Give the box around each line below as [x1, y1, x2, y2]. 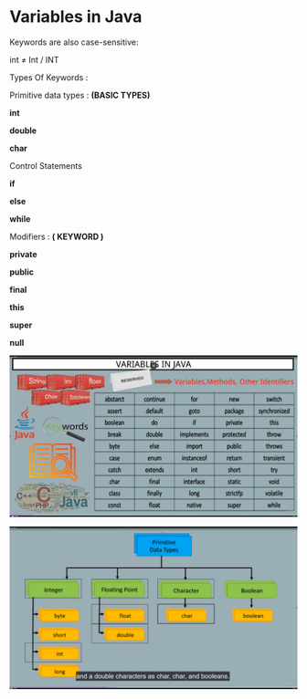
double [9, 125, 37, 136]
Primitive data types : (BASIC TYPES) [9, 89, 151, 100]
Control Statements [9, 160, 82, 171]
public [9, 266, 35, 277]
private [9, 248, 38, 259]
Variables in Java [9, 6, 143, 27]
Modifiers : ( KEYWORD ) [9, 231, 104, 242]
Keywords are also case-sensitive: [9, 37, 139, 47]
